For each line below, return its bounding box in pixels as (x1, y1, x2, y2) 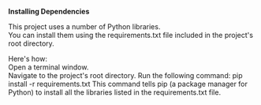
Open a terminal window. (8, 62, 89, 72)
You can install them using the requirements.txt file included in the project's (8, 31, 254, 39)
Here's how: (8, 54, 47, 63)
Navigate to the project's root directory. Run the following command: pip (8, 71, 243, 80)
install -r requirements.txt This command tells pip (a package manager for (8, 79, 248, 88)
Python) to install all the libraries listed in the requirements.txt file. (8, 88, 222, 97)
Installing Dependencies (8, 7, 90, 16)
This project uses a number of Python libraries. (8, 22, 161, 31)
